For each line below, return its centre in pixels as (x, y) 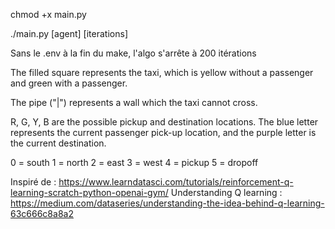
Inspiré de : (33, 182)
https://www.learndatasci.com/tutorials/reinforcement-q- (176, 182)
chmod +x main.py (48, 14)
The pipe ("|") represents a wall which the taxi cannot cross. (134, 102)
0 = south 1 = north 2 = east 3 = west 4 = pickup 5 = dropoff (134, 162)
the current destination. (58, 143)
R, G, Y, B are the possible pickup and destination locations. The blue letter (164, 122)
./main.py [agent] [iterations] (69, 33)
